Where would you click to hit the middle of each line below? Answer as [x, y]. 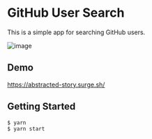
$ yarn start [26, 129]
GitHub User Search [66, 13]
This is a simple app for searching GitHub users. [76, 32]
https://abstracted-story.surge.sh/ [56, 85]
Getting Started [41, 107]
